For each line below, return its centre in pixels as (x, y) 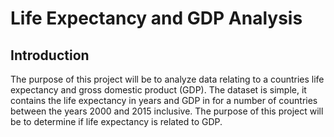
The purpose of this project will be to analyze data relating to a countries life (167, 79)
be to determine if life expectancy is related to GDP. (116, 121)
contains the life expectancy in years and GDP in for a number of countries (164, 100)
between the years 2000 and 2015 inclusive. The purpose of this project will (167, 111)
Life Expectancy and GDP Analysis (156, 18)
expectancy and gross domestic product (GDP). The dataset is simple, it (158, 90)
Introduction (50, 55)
